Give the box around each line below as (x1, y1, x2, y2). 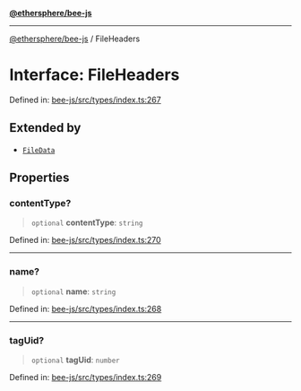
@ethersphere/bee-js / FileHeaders (9, 33, 141, 44)
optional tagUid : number (30, 354, 120, 366)
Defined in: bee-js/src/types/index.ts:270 (9, 235, 161, 246)
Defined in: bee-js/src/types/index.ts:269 (9, 372, 162, 383)
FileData (21, 145, 56, 155)
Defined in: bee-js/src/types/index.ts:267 (9, 94, 161, 105)
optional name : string (30, 286, 116, 297)
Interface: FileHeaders (9, 65, 180, 85)
